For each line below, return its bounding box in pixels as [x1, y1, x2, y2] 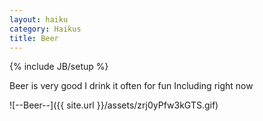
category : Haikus [9, 24, 82, 34]
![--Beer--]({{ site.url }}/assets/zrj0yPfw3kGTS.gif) [9, 99, 219, 111]
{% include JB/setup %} [9, 61, 109, 73]
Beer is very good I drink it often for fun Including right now [9, 80, 254, 92]
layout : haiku [9, 14, 69, 25]
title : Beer [9, 33, 59, 43]
